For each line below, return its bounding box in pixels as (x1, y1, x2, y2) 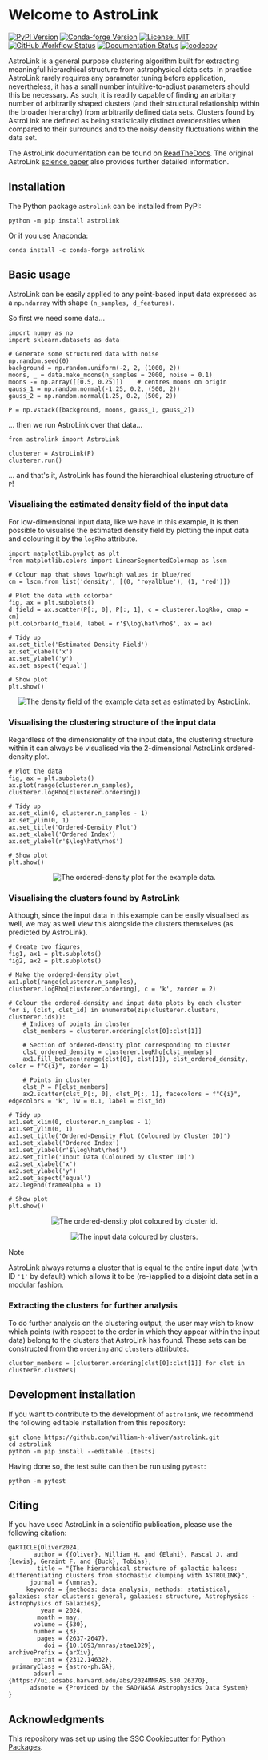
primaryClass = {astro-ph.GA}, (11, 1663, 116, 1671)
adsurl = (33, 1670, 62, 1678)
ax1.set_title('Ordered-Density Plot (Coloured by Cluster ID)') (8, 1132, 230, 1140)
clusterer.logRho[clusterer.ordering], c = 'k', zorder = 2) (8, 985, 217, 994)
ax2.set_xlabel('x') (8, 1160, 78, 1168)
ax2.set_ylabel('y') (8, 1167, 78, 1175)
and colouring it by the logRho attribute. (8, 534, 138, 544)
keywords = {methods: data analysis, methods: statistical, (26, 1585, 230, 1594)
